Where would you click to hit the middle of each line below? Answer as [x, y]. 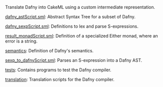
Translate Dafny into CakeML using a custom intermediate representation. [80, 7]
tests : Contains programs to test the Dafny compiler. [58, 70]
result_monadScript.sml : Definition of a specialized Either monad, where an [81, 36]
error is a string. [21, 41]
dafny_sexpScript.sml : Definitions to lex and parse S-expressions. [72, 26]
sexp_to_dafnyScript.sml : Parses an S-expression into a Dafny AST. [74, 60]
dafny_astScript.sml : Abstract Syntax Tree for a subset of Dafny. [70, 17]
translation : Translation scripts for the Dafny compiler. [60, 79]
